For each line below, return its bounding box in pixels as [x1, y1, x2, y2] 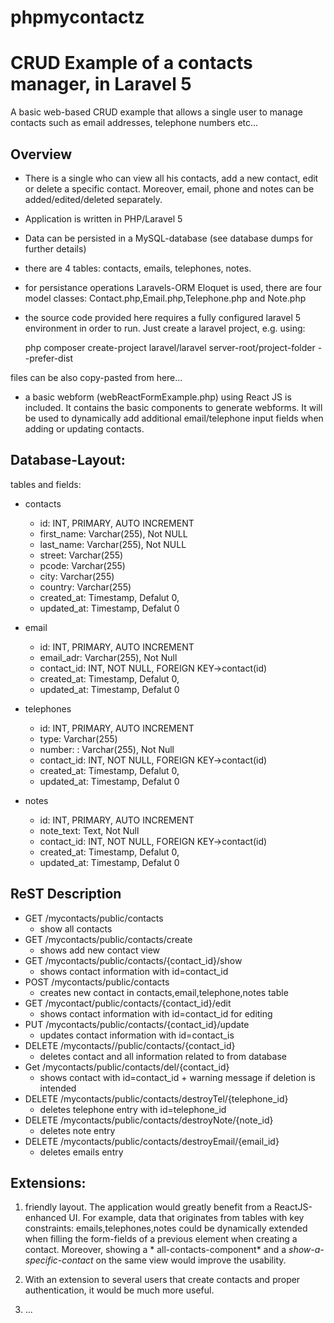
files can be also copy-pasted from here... [10, 371, 183, 383]
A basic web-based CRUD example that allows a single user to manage [10, 106, 303, 118]
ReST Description [10, 886, 122, 903]
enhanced [24, 1212, 67, 1224]
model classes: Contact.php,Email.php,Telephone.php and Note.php [24, 292, 307, 304]
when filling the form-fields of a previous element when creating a [24, 1233, 298, 1245]
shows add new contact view [39, 944, 161, 956]
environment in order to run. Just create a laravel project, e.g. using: [24, 322, 306, 334]
